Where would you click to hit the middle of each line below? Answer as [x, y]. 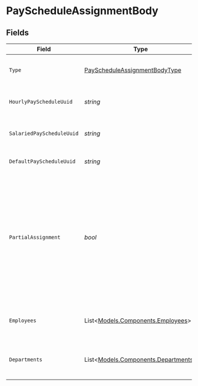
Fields [18, 33]
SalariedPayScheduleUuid [44, 133]
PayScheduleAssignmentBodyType [133, 70]
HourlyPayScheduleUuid [41, 102]
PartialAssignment [35, 237]
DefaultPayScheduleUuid [42, 161]
